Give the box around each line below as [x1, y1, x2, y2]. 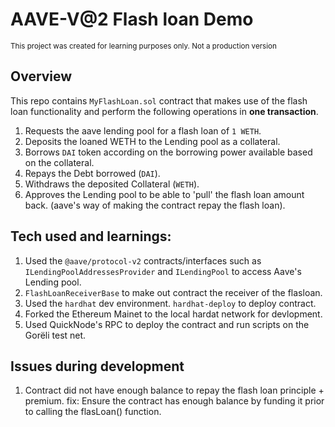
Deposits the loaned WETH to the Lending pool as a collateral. [24, 135, 281, 147]
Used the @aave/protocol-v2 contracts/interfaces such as [24, 254, 262, 267]
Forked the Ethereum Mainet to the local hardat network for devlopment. [24, 308, 323, 320]
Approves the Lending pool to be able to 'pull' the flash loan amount [24, 188, 305, 200]
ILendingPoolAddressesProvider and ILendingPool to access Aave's [24, 265, 302, 277]
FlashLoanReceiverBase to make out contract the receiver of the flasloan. [24, 286, 323, 298]
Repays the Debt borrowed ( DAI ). [24, 167, 161, 179]
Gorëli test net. [24, 329, 87, 341]
